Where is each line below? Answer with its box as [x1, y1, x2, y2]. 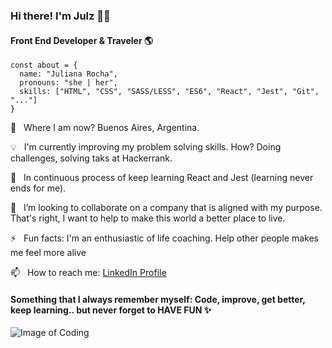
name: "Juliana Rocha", [19, 69, 118, 79]
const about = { [10, 60, 78, 71]
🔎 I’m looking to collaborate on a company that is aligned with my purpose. [10, 202, 323, 214]
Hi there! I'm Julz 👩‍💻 [10, 9, 111, 23]
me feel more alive [10, 247, 87, 259]
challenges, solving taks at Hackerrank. [10, 152, 173, 164]
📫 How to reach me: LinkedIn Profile [10, 267, 167, 279]
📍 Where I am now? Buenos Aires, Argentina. [10, 122, 200, 134]
